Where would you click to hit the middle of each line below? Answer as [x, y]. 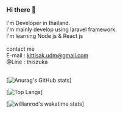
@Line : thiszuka [27, 62]
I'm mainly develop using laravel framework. [62, 29]
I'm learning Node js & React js [45, 36]
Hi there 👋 [21, 10]
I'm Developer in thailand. [38, 23]
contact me [21, 49]
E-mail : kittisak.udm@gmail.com [47, 56]
